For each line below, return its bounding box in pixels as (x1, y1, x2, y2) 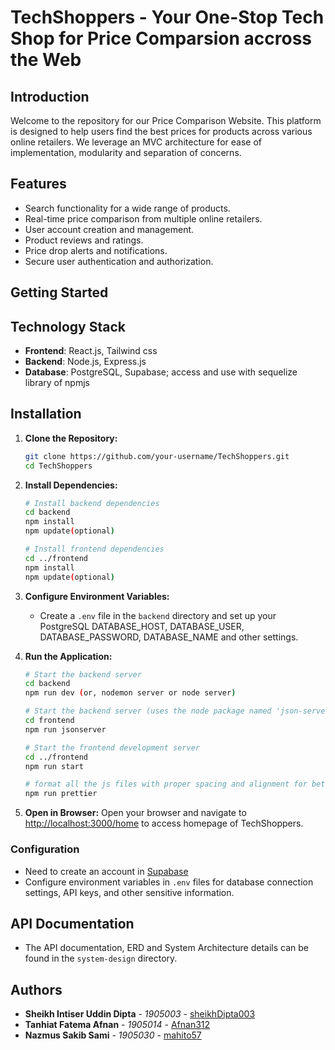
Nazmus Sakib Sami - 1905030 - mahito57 (24, 1029, 202, 1041)
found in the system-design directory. (24, 952, 178, 965)
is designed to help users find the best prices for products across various (10, 126, 313, 137)
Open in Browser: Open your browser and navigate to (24, 807, 247, 819)
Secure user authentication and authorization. (24, 255, 214, 267)
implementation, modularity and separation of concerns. (10, 147, 242, 158)
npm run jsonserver (24, 724, 107, 735)
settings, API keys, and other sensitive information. (24, 886, 235, 898)
